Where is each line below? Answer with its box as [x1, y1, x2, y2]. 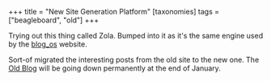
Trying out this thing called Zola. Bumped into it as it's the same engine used [8, 31, 264, 40]
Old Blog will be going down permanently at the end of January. [8, 63, 221, 73]
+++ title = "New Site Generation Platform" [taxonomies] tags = [8, 7, 220, 16]
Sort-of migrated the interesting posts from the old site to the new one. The [8, 55, 260, 64]
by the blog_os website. [8, 39, 87, 49]
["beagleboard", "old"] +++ [8, 15, 100, 25]
